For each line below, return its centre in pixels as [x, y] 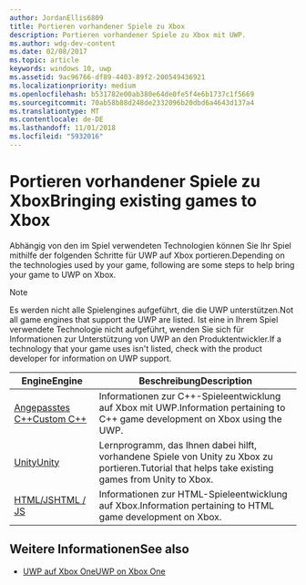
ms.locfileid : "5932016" [56, 137]
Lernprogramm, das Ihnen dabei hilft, [178, 445]
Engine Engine [52, 381]
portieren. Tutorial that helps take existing [186, 467]
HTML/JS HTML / [50, 499]
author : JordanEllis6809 [56, 18]
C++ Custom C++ [51, 418]
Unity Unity [37, 462]
